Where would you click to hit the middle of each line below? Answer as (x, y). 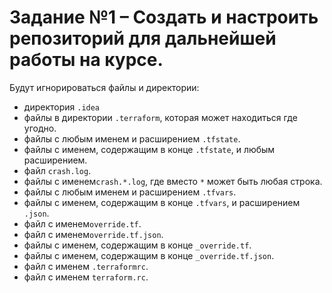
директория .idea (62, 107)
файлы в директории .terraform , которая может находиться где (160, 117)
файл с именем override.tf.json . (93, 234)
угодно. (40, 128)
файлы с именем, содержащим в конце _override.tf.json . (149, 255)
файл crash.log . (57, 170)
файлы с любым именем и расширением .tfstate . (132, 138)
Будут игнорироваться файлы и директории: (104, 87)
